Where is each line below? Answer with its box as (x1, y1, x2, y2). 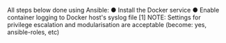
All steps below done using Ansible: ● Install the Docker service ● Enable (7, 6, 220, 14)
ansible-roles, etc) (7, 28, 60, 36)
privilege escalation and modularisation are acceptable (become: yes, (7, 21, 207, 28)
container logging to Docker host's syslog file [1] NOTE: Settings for (7, 13, 201, 21)
